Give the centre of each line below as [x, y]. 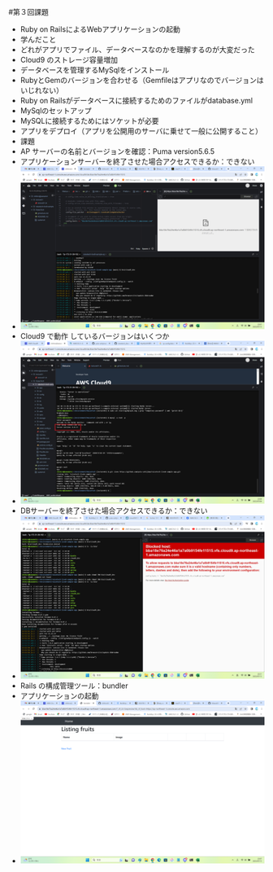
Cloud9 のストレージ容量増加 [69, 60]
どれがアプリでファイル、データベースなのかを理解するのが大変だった [138, 50]
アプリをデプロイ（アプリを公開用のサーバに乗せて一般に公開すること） [141, 131]
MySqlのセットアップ [56, 111]
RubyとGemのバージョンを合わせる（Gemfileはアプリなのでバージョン [139, 80]
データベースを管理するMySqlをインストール [95, 70]
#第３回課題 [28, 12]
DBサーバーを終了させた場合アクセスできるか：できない [114, 510]
